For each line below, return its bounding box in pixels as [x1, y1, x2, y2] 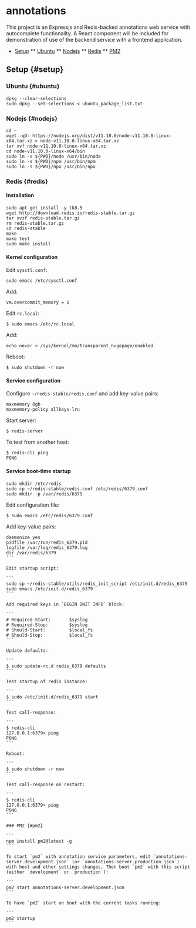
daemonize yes [6, 534, 41, 540]
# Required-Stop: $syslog [6, 622, 88, 628]
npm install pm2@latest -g [6, 838, 72, 844]
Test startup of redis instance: [6, 678, 88, 684]
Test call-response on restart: [6, 781, 85, 787]
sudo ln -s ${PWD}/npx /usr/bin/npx [6, 164, 96, 169]
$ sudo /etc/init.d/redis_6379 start [6, 694, 99, 700]
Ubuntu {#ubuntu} [6, 82, 60, 91]
